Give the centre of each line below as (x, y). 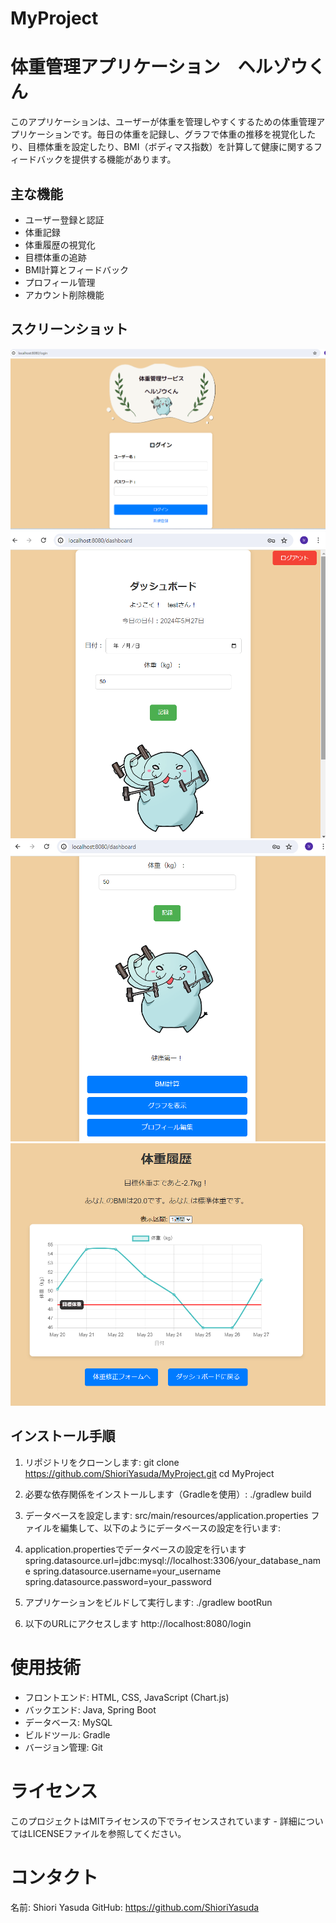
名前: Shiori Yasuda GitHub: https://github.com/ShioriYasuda (135, 1907)
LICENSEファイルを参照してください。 (107, 1833)
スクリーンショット (69, 329)
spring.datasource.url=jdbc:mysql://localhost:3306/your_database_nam (173, 1560)
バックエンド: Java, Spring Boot (90, 1709)
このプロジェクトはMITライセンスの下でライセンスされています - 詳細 (154, 1821)
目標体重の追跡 (55, 257)
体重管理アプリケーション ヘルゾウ (159, 67)
